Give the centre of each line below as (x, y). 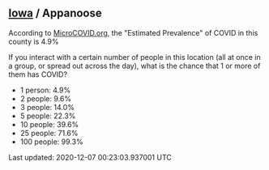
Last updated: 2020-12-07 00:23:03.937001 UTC (90, 157)
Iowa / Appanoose (56, 13)
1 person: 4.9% (45, 90)
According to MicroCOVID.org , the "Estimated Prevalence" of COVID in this (133, 32)
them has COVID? (38, 74)
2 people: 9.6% (45, 98)
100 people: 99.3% (51, 142)
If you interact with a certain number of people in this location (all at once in (134, 57)
